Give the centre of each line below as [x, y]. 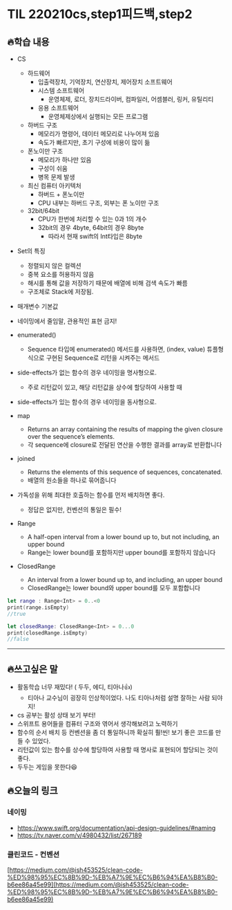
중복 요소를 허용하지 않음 [61, 274]
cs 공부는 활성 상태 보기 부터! [56, 715]
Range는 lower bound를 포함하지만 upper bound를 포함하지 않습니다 [122, 552]
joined [26, 458]
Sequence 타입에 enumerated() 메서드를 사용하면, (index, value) [116, 349]
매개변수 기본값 [38, 306]
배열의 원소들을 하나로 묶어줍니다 [72, 480]
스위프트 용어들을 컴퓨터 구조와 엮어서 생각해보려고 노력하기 [97, 724]
